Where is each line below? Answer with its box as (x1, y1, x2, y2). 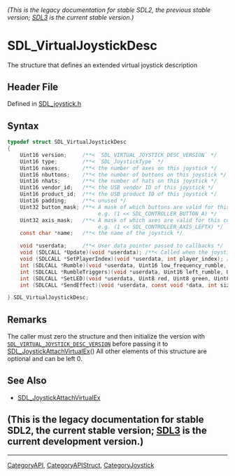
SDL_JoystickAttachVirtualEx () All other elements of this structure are (7, 347, 208, 355)
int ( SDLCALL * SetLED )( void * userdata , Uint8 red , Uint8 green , (20, 275, 211, 282)
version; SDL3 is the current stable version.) (7, 13, 134, 21)
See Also (7, 375, 47, 387)
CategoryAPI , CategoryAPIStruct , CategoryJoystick (7, 461, 155, 469)
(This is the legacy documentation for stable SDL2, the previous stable (7, 6, 211, 14)
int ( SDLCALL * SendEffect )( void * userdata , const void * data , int (20, 281, 218, 289)
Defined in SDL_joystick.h (7, 100, 82, 108)
